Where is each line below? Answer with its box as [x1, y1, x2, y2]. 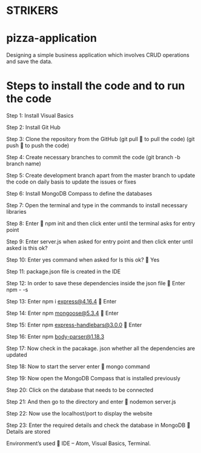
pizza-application [6, 31, 97, 45]
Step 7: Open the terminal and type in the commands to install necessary [6, 202, 188, 209]
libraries [6, 208, 27, 216]
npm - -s [6, 286, 28, 294]
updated [6, 351, 27, 359]
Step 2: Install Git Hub [6, 124, 61, 131]
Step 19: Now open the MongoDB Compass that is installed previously [6, 375, 180, 382]
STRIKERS [6, 4, 59, 18]
